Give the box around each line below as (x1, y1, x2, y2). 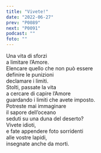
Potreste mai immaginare (6, 103, 66, 109)
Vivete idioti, (6, 122, 36, 128)
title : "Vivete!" (6, 8, 49, 15)
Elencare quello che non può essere (6, 65, 93, 71)
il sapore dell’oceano (6, 109, 56, 116)
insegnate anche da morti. (6, 140, 69, 147)
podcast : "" (6, 31, 35, 37)
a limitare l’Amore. (6, 58, 49, 66)
